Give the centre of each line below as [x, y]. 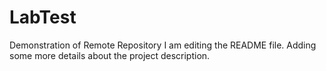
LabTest [43, 17]
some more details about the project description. [110, 55]
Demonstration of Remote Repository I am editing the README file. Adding [163, 45]
